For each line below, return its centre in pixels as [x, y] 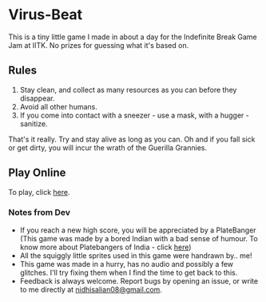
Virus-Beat [46, 15]
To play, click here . [39, 192]
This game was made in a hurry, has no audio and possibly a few [127, 264]
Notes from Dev [39, 213]
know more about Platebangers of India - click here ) [105, 247]
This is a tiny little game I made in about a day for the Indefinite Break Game [133, 37]
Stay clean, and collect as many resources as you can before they [128, 89]
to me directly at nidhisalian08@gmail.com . [91, 289]
